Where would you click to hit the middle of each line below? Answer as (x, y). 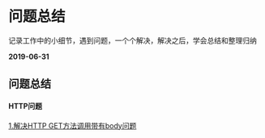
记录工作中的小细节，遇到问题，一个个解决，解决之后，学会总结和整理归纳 (132, 40)
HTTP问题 (26, 106)
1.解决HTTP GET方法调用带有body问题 (73, 125)
